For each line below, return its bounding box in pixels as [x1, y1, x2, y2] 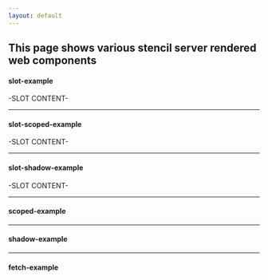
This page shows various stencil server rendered [8, 41, 257, 55]
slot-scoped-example [8, 119, 82, 128]
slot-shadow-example [8, 163, 84, 172]
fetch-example [8, 262, 59, 272]
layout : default [8, 11, 62, 20]
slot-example [8, 76, 53, 85]
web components [8, 53, 97, 68]
